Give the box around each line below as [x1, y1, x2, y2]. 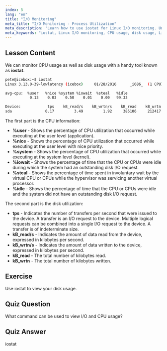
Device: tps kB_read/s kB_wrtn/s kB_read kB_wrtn [5, 104, 162, 110]
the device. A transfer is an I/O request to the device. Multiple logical [12, 216, 153, 222]
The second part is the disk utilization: [5, 201, 83, 207]
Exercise [5, 272, 33, 281]
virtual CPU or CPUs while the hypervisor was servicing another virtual [12, 175, 158, 181]
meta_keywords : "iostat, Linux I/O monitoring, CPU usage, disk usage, [5, 30, 157, 35]
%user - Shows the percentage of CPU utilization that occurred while [12, 127, 155, 133]
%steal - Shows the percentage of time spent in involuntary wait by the [12, 170, 159, 176]
